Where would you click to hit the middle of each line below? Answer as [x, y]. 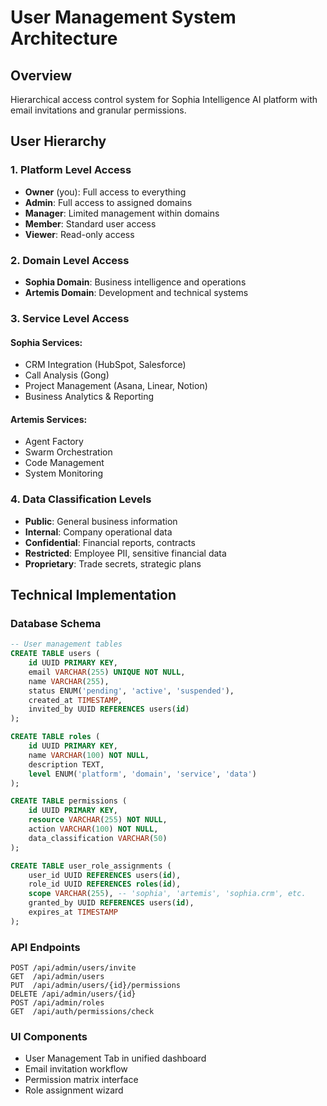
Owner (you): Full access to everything [105, 192]
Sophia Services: [46, 342]
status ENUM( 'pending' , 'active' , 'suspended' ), [131, 691]
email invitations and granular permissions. [98, 110]
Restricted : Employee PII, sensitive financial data [125, 553]
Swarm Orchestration [68, 452]
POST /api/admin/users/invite [73, 968]
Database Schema [56, 623]
